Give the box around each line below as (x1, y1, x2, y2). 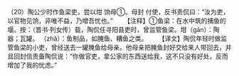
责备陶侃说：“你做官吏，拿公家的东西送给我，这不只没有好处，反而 (31, 52, 229, 60)
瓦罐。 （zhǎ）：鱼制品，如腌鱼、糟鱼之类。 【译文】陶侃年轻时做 (19, 34, 221, 43)
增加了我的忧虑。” (7, 61, 58, 69)
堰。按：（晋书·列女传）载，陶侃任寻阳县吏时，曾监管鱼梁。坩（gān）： (7, 26, 213, 33)
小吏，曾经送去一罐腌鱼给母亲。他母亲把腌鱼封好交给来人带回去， (31, 43, 225, 51)
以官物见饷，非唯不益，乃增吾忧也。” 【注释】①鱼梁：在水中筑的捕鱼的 (7, 16, 226, 25)
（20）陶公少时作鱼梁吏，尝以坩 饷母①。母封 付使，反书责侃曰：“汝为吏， (7, 8, 230, 16)
